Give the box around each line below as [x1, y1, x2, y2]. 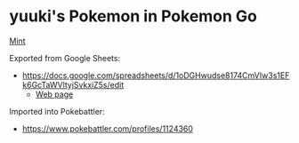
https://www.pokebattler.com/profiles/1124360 [21, 123, 194, 134]
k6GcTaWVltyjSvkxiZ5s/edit [21, 79, 125, 90]
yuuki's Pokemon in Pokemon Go [9, 6, 258, 27]
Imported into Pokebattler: [9, 106, 105, 116]
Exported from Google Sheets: [9, 52, 121, 63]
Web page [35, 89, 74, 99]
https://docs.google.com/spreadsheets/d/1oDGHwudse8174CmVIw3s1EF [21, 69, 290, 81]
